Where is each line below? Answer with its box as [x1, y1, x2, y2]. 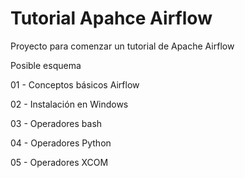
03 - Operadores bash [10, 117, 103, 129]
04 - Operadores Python [10, 137, 112, 149]
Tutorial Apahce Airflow [10, 7, 213, 30]
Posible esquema [10, 59, 82, 71]
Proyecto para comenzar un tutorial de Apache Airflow [10, 40, 235, 52]
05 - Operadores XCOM [10, 156, 109, 168]
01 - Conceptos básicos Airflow [10, 78, 140, 91]
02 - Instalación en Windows [10, 98, 129, 110]
